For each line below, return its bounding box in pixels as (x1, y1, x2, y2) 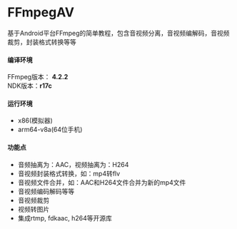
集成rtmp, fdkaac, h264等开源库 (17, 213, 112, 222)
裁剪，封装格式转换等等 (7, 37, 76, 46)
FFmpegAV (7, 4, 75, 21)
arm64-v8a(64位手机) (17, 126, 83, 134)
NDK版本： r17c (7, 81, 52, 90)
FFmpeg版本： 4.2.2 (7, 73, 69, 81)
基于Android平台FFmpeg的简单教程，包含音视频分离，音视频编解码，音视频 (7, 29, 230, 37)
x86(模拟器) (17, 116, 53, 125)
